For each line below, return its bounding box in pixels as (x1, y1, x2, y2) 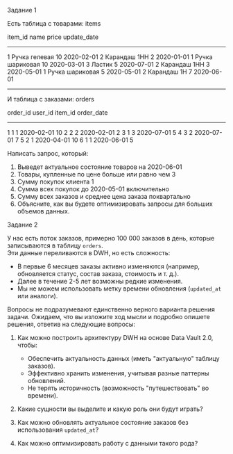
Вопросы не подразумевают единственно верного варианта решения (7, 305, 215, 314)
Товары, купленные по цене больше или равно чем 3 (17, 170, 176, 178)
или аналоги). (17, 292, 58, 300)
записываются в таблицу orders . (7, 241, 103, 250)
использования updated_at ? (17, 425, 99, 434)
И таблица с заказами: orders (7, 95, 95, 103)
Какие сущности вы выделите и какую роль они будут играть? (17, 405, 203, 413)
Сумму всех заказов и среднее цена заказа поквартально (17, 193, 191, 200)
